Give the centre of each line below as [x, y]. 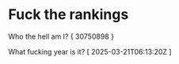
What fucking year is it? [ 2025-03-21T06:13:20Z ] [90, 51]
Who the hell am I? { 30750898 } [61, 36]
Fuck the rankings [69, 15]
